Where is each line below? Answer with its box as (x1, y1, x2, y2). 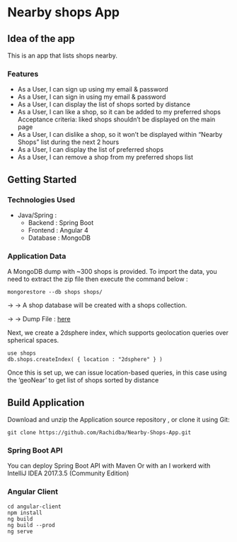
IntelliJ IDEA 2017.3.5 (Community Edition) (7, 469, 129, 477)
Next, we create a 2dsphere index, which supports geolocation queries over (7, 328, 229, 337)
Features (7, 69, 39, 79)
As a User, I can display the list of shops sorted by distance (17, 100, 191, 109)
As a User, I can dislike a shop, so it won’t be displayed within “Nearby (17, 131, 223, 139)
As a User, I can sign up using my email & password (17, 85, 168, 94)
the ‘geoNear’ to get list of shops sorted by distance (7, 376, 159, 385)
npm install (7, 509, 42, 516)
